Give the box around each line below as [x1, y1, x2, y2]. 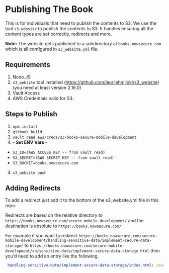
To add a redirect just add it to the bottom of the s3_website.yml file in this [5, 197, 159, 203]
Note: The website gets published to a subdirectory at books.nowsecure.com [5, 40, 161, 46]
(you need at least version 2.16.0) [12, 84, 81, 90]
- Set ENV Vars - [12, 139, 48, 145]
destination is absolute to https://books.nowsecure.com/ [5, 223, 122, 229]
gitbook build [12, 129, 42, 134]
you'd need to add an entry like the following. [5, 253, 99, 259]
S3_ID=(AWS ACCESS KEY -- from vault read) [12, 150, 106, 155]
